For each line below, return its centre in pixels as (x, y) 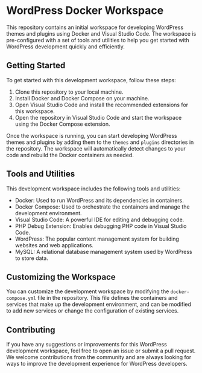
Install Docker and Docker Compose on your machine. (82, 98)
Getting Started (36, 66)
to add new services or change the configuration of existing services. (93, 311)
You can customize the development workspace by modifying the (88, 291)
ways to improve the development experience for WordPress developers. (97, 364)
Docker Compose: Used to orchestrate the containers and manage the (102, 207)
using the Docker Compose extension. (62, 124)
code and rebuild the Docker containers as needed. (70, 155)
